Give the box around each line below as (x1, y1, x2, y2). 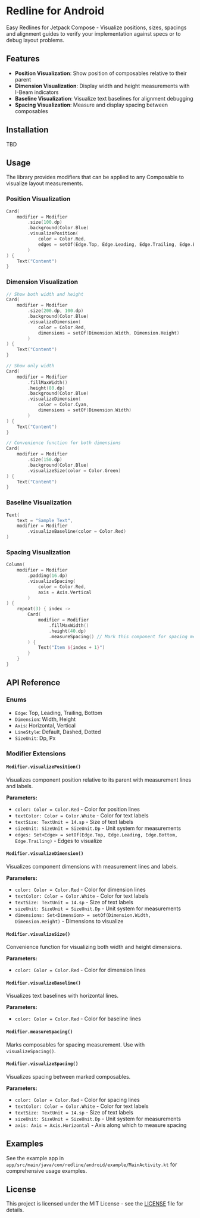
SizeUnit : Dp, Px (14, 734, 56, 742)
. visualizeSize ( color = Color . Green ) (27, 467, 121, 474)
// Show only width (6, 363, 55, 369)
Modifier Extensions (6, 749, 66, 757)
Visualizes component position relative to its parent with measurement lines (6, 776, 192, 783)
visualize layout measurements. (6, 180, 83, 187)
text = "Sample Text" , (17, 517, 73, 523)
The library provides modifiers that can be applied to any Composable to (6, 174, 185, 181)
